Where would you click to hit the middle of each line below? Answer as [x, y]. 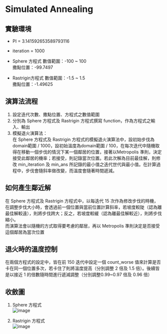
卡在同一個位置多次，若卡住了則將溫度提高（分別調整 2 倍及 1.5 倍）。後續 [80, 269]
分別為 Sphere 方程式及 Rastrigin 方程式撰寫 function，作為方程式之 [82, 120]
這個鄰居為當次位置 [25, 232]
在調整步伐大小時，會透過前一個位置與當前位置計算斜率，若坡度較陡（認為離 [83, 207]
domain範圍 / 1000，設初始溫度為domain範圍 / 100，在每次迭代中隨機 [84, 145]
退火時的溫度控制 [31, 249]
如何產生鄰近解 [28, 188]
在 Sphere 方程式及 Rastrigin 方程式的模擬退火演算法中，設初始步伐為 [83, 139]
